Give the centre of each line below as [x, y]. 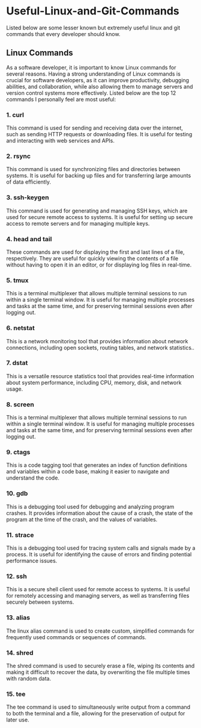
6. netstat [20, 328]
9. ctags [18, 453]
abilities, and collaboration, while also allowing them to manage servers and [100, 86]
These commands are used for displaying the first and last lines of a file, [95, 252]
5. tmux [17, 280]
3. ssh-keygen [28, 197]
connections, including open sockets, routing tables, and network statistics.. [100, 347]
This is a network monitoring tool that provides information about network [97, 341]
